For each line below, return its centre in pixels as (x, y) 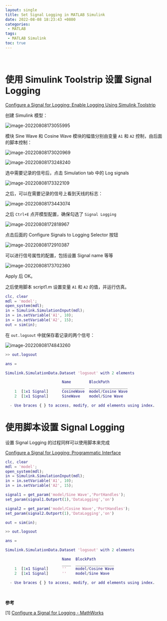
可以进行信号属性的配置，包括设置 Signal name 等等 (59, 255)
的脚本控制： (18, 142)
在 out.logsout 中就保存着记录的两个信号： (50, 335)
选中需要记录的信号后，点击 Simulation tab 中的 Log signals (67, 173)
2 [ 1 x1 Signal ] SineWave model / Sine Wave (69, 396)
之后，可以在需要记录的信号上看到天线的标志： (54, 193)
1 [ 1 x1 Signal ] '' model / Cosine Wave (64, 569)
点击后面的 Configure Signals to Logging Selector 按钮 (62, 235)
